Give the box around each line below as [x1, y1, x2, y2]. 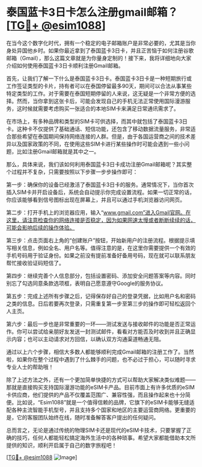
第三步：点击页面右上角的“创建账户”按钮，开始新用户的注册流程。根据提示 [6, 236, 191, 244]
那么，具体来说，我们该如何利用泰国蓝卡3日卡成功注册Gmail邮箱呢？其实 [6, 160, 187, 168]
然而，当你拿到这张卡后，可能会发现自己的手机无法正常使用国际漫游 [16, 97, 185, 104]
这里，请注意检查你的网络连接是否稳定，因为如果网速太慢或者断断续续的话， [6, 216, 196, 224]
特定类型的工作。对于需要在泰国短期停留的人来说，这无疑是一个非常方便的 [6, 90, 191, 97]
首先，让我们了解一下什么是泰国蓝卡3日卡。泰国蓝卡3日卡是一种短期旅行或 [6, 75, 192, 82]
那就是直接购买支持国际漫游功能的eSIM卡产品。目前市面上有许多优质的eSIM [6, 383, 195, 390]
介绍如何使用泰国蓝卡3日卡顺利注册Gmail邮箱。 [6, 61, 124, 69]
